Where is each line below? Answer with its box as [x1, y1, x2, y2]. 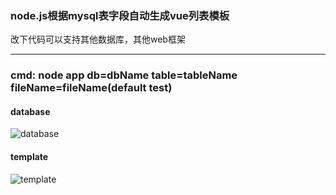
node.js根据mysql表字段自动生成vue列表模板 [10, 8, 230, 22]
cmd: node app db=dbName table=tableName [10, 68, 238, 82]
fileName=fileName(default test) [10, 81, 173, 95]
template [10, 151, 49, 163]
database [10, 105, 51, 117]
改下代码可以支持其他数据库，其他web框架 [10, 33, 186, 46]
